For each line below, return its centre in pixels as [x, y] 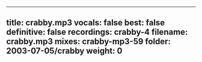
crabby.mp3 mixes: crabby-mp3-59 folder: [89, 42]
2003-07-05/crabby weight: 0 [64, 51]
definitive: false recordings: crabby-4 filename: [97, 32]
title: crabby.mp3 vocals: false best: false [86, 23]
